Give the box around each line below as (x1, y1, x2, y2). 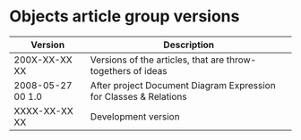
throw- (226, 54, 257, 66)
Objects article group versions (9, 6, 240, 27)
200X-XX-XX (13, 54, 73, 66)
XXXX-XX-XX (13, 104, 73, 117)
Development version (90, 110, 181, 122)
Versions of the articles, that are (90, 54, 225, 66)
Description (163, 38, 215, 51)
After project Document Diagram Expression (90, 78, 276, 91)
